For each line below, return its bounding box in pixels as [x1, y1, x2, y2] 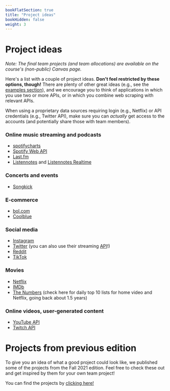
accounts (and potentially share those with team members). [5, 119, 131, 125]
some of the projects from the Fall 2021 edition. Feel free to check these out [5, 364, 165, 371]
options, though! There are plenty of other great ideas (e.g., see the [5, 81, 149, 87]
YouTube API [12, 319, 40, 325]
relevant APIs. [5, 98, 35, 104]
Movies [5, 267, 25, 274]
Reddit [12, 248, 27, 255]
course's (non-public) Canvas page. [5, 66, 82, 72]
